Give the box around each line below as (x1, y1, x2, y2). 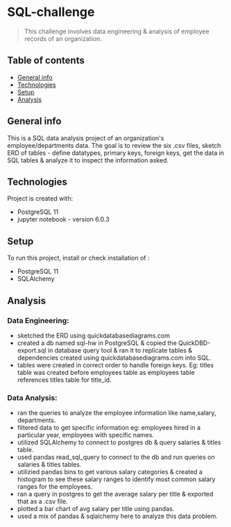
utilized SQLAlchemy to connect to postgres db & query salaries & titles (17, 438, 221, 446)
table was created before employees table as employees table (17, 368, 196, 376)
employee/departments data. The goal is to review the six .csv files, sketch (7, 141, 221, 149)
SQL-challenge (7, 4, 95, 20)
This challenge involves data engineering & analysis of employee (24, 27, 209, 35)
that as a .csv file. (17, 497, 68, 505)
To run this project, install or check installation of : (7, 254, 150, 262)
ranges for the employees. (17, 483, 93, 491)
